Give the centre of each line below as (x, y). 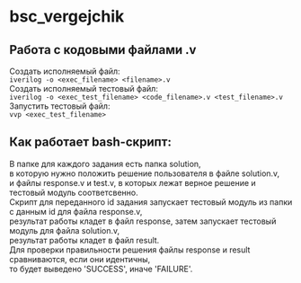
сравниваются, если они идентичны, (80, 259)
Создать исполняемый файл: (65, 71)
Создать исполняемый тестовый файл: (84, 88)
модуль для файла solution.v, (65, 230)
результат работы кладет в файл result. (84, 240)
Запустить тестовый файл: (60, 106)
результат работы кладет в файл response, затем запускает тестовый (143, 221)
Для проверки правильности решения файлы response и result (130, 250)
